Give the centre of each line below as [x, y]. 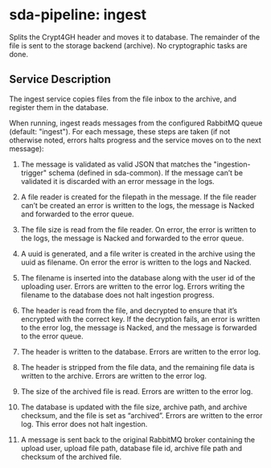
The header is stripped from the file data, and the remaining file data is [138, 367]
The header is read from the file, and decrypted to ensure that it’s [129, 310]
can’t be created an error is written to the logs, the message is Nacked [138, 205]
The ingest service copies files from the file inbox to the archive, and [123, 99]
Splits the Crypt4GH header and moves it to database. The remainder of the [135, 37]
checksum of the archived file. [71, 457]
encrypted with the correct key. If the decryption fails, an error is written [140, 318]
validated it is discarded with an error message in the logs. [118, 181]
